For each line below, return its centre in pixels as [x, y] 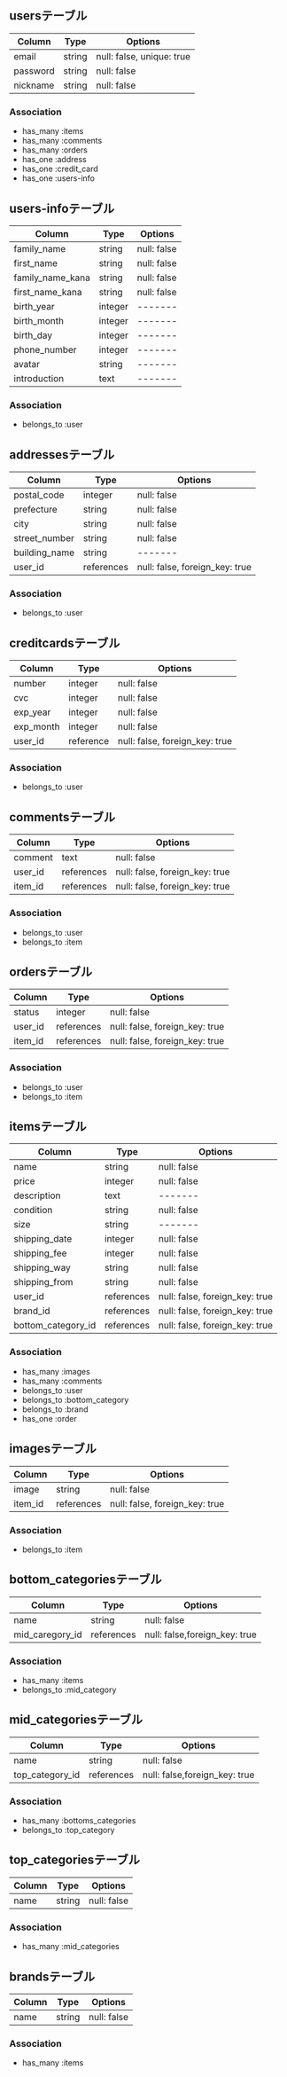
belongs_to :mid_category [69, 1689]
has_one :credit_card [60, 169]
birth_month [39, 320]
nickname [34, 85]
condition [33, 1211]
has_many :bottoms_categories [79, 1821]
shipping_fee [40, 1253]
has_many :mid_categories [70, 1947]
